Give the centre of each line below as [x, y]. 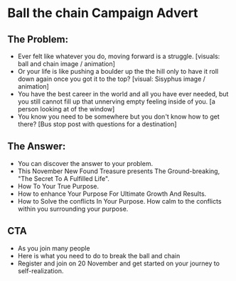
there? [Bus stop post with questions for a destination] [97, 124]
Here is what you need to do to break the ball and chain [99, 255]
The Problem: [38, 39]
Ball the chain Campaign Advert [103, 13]
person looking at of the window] [66, 109]
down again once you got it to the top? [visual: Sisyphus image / [112, 79]
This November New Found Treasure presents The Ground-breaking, [119, 171]
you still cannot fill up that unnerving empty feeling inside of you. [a [116, 101]
